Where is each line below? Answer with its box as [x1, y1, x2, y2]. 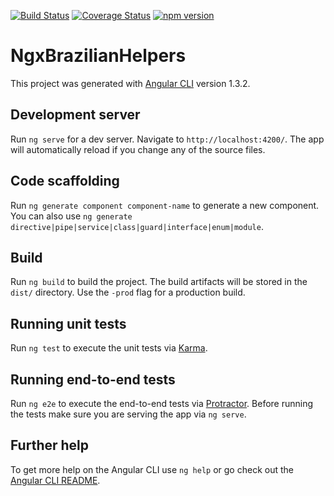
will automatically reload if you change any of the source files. [10, 143, 266, 155]
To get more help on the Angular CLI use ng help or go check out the [10, 463, 294, 475]
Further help [10, 437, 90, 454]
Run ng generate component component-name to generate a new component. [10, 199, 320, 211]
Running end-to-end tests [10, 371, 176, 388]
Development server [10, 106, 141, 124]
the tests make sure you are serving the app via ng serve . [10, 408, 247, 420]
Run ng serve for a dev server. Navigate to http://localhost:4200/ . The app [10, 133, 325, 145]
